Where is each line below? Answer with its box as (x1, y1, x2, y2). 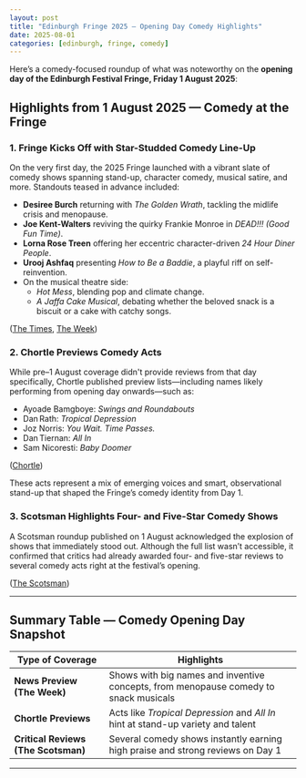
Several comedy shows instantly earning (108, 732, 282, 745)
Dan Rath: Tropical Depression (22, 414, 137, 425)
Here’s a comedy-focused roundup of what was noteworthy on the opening (9, 64, 293, 75)
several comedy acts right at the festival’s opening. (9, 559, 200, 570)
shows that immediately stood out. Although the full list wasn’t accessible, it (9, 540, 294, 551)
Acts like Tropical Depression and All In (108, 707, 276, 720)
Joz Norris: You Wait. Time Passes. (22, 423, 156, 434)
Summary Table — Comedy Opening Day (9, 612, 246, 628)
